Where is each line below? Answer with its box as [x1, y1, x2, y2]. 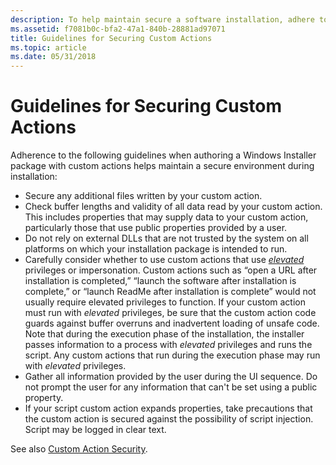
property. [24, 392, 64, 404]
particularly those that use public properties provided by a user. [24, 222, 288, 234]
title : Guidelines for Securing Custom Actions [10, 33, 213, 43]
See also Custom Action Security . [10, 443, 148, 455]
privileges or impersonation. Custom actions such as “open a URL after [24, 264, 318, 276]
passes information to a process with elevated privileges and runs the [24, 339, 313, 351]
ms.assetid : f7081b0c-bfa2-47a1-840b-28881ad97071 [10, 24, 226, 34]
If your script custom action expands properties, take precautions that [24, 402, 313, 415]
